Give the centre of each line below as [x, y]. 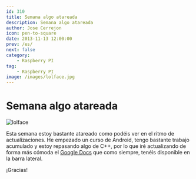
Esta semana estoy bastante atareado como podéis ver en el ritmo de [90, 134]
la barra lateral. [24, 158]
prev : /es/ [19, 45]
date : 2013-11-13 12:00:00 [39, 39]
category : [18, 55]
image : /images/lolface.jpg [41, 77]
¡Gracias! [17, 170]
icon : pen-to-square [31, 33]
